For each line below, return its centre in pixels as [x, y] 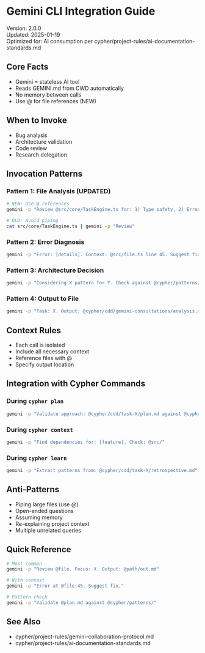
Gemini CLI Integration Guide [81, 11]
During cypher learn [37, 458]
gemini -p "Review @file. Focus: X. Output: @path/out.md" [83, 569]
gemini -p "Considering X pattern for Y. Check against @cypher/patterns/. [105, 283]
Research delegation [41, 155]
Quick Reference [39, 549]
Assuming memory [39, 517]
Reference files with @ [43, 358]
